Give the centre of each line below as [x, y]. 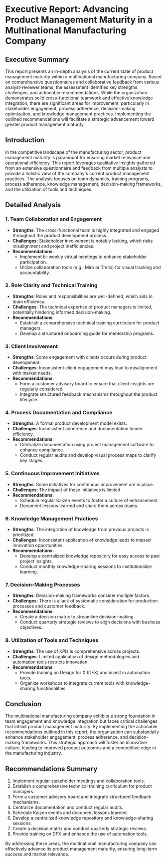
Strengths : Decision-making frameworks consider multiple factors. [81, 595]
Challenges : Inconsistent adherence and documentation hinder [78, 429]
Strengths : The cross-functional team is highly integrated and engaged [86, 230]
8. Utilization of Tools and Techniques [52, 640]
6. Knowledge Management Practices [52, 519]
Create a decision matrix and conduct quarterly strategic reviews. [80, 829]
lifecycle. [29, 400]
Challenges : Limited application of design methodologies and [76, 656]
